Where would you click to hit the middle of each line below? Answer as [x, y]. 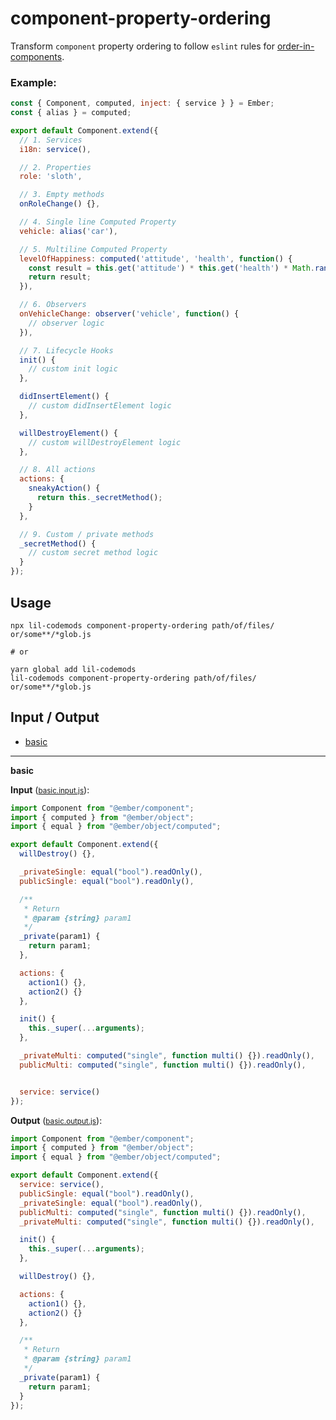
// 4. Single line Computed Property [98, 222]
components [36, 56]
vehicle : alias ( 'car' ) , [68, 231]
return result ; [60, 277]
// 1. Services [51, 140]
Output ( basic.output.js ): [56, 1120]
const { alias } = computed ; [71, 113]
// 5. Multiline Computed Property [93, 249]
